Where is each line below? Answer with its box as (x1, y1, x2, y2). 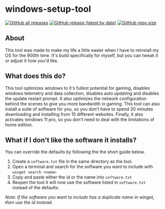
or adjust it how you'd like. (5, 58, 59, 64)
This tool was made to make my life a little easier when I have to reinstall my (5, 47, 159, 53)
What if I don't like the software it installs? (5, 136, 137, 144)
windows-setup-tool (5, 3, 91, 15)
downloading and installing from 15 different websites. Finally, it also (5, 111, 143, 117)
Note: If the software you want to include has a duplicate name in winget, (5, 194, 155, 200)
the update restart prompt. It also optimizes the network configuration (5, 95, 147, 102)
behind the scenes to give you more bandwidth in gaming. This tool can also (5, 101, 160, 106)
